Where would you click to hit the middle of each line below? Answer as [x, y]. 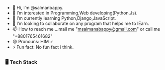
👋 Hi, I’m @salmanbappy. [38, 8]
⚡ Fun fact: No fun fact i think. [43, 47]
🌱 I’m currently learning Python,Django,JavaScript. [64, 18]
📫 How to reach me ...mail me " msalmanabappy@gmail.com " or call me [86, 29]
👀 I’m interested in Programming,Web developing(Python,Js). [75, 13]
